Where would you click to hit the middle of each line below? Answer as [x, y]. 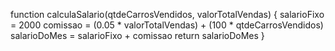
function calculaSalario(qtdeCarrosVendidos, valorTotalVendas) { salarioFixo [167, 14]
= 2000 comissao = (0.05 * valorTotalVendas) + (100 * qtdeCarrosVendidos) [167, 25]
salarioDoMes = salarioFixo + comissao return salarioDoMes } [137, 35]
